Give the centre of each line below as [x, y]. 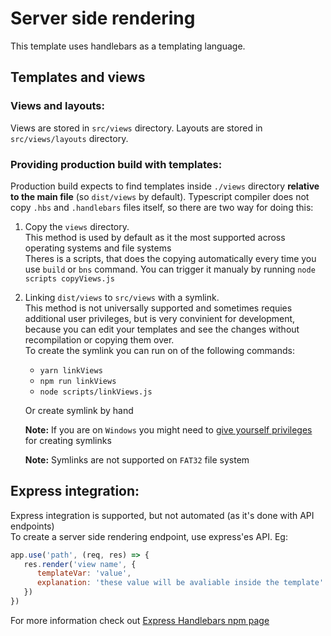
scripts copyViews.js [69, 278]
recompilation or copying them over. [99, 339]
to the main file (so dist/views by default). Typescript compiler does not [160, 196]
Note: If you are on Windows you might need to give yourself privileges [168, 429]
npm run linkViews [78, 381]
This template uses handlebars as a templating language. [128, 46]
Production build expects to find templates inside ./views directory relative [165, 186]
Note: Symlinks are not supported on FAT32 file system [137, 459]
